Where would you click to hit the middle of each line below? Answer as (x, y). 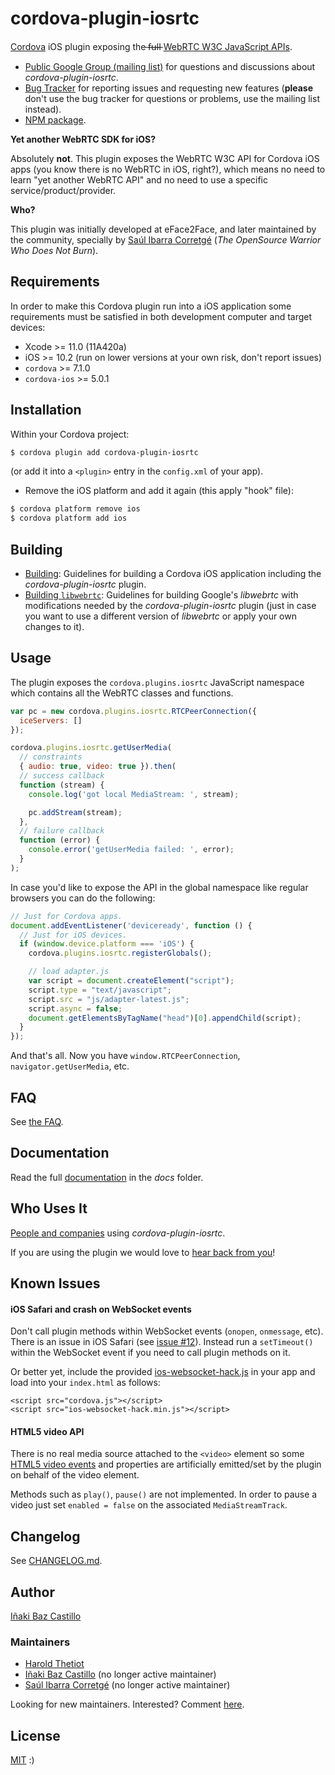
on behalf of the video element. (75, 1475)
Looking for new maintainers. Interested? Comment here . (127, 1704)
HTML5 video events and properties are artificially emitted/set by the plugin (166, 1464)
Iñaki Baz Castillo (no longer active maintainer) (120, 1674)
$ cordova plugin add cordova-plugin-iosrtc (104, 452)
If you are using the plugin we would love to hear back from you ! (143, 1252)
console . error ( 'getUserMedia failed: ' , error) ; (131, 850)
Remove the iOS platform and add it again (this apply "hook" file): (159, 491)
